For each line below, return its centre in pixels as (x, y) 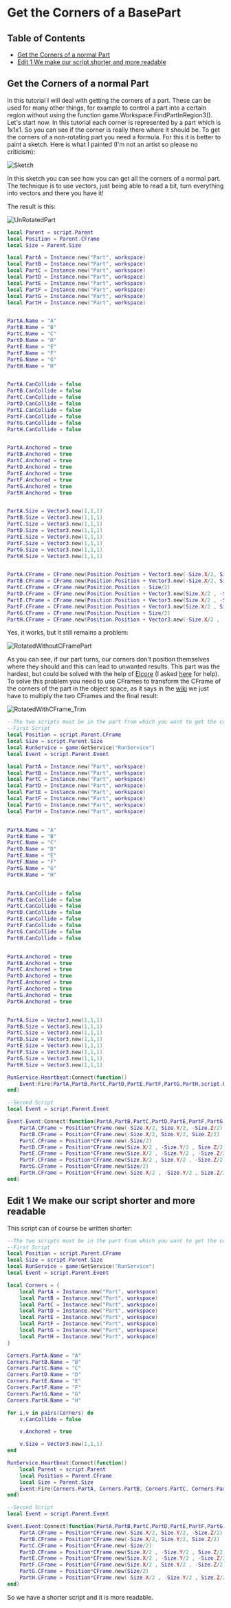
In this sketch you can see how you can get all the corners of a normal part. (114, 178)
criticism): (21, 151)
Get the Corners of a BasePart (94, 13)
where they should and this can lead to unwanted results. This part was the (113, 666)
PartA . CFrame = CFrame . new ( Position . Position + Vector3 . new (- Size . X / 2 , (112, 575)
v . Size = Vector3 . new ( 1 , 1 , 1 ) (61, 1444)
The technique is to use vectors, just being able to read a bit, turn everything (115, 186)
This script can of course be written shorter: (70, 1228)
